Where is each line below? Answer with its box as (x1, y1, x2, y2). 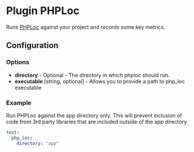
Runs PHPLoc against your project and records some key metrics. (6, 23, 166, 31)
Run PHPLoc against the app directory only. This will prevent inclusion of (6, 112, 182, 119)
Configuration (6, 40, 59, 50)
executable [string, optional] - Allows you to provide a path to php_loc (14, 77, 185, 85)
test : (6, 129, 19, 136)
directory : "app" (16, 140, 59, 146)
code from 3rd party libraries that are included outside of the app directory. (6, 118, 189, 125)
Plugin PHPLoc (6, 4, 80, 18)
